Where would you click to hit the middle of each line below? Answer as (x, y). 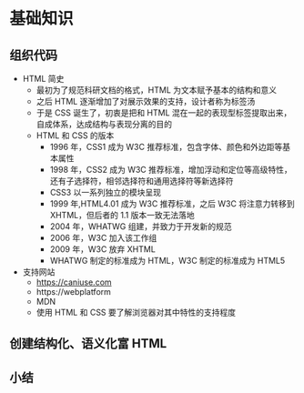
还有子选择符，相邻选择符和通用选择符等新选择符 (142, 181)
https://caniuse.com (74, 282)
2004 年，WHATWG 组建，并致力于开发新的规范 (141, 227)
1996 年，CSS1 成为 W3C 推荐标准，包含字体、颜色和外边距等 (166, 147)
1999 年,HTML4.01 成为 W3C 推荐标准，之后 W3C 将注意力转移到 (172, 204)
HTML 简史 (43, 79)
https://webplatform (74, 292)
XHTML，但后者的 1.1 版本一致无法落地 (122, 215)
